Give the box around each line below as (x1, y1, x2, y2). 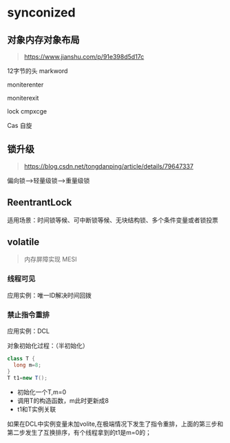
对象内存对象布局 (7, 34, 80, 45)
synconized (7, 5, 76, 21)
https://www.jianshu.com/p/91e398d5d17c (23, 53, 145, 61)
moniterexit (7, 94, 39, 102)
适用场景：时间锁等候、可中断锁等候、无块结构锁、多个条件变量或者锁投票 (7, 215, 218, 224)
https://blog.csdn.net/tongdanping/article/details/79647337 (23, 162, 194, 170)
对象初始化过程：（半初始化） (7, 342, 89, 350)
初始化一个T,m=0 (17, 387, 67, 396)
